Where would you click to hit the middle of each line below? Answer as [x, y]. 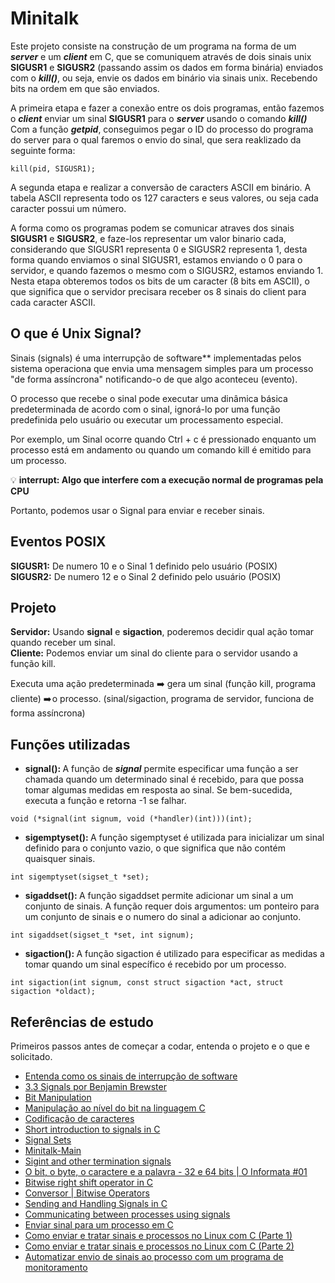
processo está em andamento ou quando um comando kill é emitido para [161, 449]
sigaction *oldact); [53, 992]
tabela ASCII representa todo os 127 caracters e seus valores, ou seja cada [164, 198]
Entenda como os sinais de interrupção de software [131, 1076]
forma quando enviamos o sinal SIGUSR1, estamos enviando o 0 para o [156, 259]
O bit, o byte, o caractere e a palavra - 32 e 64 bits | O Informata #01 [166, 1171]
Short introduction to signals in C [92, 1129]
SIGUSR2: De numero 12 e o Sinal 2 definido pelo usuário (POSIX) [146, 576]
